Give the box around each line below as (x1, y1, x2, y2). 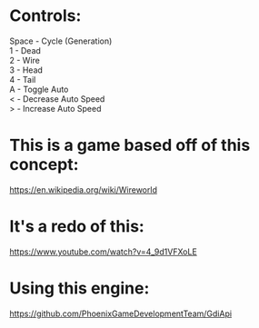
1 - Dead (9, 45, 41, 55)
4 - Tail (9, 74, 36, 84)
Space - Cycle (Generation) (9, 35, 113, 46)
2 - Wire (9, 55, 41, 65)
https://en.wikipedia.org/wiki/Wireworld (9, 184, 157, 195)
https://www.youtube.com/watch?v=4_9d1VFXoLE (9, 246, 197, 257)
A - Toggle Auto (9, 84, 69, 94)
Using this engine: (9, 278, 150, 298)
